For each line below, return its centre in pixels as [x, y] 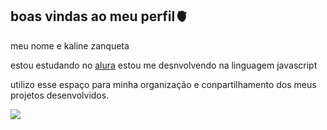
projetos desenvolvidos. [60, 95]
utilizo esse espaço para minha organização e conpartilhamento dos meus [163, 84]
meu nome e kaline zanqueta [70, 45]
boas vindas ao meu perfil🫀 [99, 16]
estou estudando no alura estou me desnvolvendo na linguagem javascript [164, 65]
